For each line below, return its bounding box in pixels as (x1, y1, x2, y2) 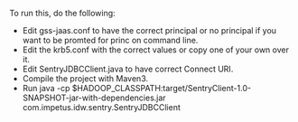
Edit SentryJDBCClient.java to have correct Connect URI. (22, 63, 234, 74)
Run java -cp (22, 83, 70, 93)
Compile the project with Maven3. (22, 73, 149, 84)
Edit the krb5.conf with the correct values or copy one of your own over (22, 44, 289, 55)
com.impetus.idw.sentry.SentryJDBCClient (22, 102, 181, 112)
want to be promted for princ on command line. (22, 35, 199, 45)
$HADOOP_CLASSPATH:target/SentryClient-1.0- (71, 83, 251, 93)
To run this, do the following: (9, 8, 116, 18)
